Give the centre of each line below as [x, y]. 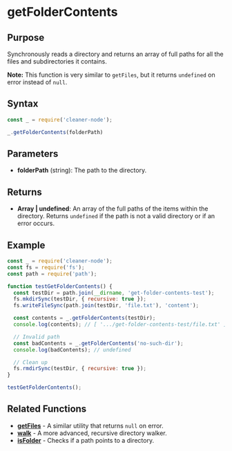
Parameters [33, 154]
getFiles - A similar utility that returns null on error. [90, 425]
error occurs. [36, 223]
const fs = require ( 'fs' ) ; [46, 267]
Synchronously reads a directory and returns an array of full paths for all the [115, 54]
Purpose [26, 38]
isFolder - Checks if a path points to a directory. [85, 440]
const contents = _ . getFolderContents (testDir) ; [85, 318]
